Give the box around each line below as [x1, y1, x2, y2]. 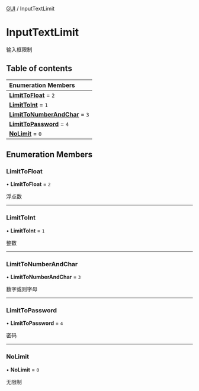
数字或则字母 [6, 286, 37, 293]
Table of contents [6, 63, 72, 73]
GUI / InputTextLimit [6, 5, 55, 12]
